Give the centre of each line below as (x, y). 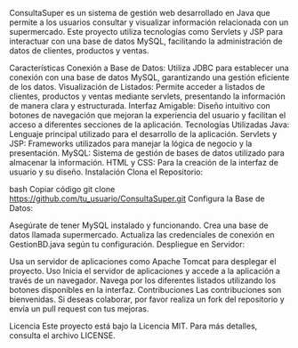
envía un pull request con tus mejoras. (79, 309)
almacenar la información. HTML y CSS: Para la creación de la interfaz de (144, 162)
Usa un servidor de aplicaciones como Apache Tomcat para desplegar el (143, 261)
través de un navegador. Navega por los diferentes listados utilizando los (143, 280)
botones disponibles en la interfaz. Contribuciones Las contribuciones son (145, 290)
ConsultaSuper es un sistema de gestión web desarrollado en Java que (140, 13)
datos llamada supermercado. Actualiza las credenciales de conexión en (142, 235)
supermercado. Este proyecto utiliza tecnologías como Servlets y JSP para (146, 32)
